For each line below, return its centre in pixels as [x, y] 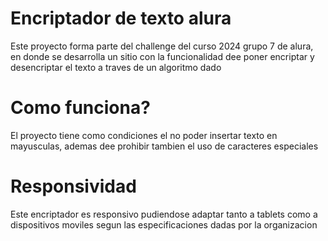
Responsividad [73, 186]
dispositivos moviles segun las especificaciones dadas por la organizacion [164, 224]
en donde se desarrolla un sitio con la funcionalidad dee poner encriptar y [162, 56]
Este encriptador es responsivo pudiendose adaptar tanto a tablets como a [164, 214]
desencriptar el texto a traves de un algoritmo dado [116, 67]
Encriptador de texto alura [121, 18]
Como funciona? [80, 108]
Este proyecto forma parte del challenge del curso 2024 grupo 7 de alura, [162, 46]
